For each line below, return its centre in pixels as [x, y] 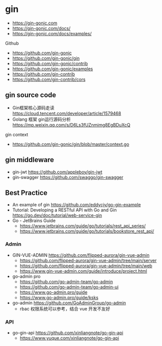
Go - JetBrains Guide [34, 221]
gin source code [31, 95]
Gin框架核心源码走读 [33, 108]
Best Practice [26, 193]
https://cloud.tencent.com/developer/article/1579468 [67, 113]
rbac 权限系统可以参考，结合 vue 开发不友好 [65, 309]
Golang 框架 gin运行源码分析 [41, 119]
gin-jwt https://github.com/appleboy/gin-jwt [57, 172]
